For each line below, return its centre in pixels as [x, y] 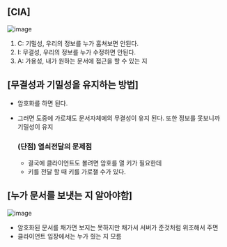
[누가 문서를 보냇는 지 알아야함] [70, 196]
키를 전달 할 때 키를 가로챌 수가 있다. [77, 172]
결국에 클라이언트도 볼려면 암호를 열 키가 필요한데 [95, 163]
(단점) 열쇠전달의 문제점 [55, 147]
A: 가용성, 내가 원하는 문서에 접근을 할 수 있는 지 [82, 61]
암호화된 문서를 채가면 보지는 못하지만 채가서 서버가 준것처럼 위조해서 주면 [118, 227]
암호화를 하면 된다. [42, 103]
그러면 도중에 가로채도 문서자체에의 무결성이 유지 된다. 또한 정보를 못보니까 [119, 118]
